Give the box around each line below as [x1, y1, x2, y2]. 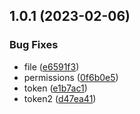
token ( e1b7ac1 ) [23, 82, 88, 94]
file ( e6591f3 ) [23, 60, 80, 73]
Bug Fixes [9, 38, 59, 52]
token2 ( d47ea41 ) [23, 92, 97, 104]
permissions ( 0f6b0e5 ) [23, 71, 119, 83]
